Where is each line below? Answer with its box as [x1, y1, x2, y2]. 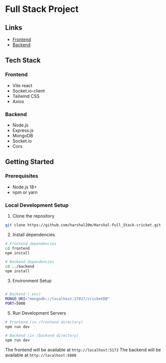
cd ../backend [5, 264, 35, 269]
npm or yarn [12, 189, 38, 195]
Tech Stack [5, 56, 41, 65]
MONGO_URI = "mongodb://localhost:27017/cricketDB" [5, 296, 110, 301]
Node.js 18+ [12, 184, 37, 190]
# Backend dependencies [5, 259, 55, 264]
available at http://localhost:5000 [5, 352, 77, 358]
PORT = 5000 [5, 301, 26, 306]
